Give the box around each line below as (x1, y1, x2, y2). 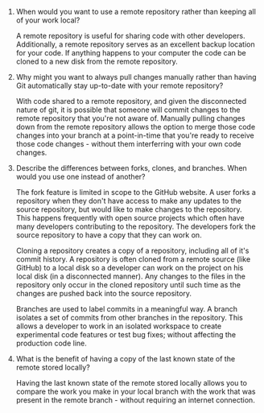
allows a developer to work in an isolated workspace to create (15, 321, 222, 331)
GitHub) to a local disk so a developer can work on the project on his (15, 263, 244, 272)
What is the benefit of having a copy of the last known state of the (15, 354, 236, 363)
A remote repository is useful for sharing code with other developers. (15, 31, 245, 40)
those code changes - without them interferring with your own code (15, 139, 241, 148)
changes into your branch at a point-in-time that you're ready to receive (15, 130, 255, 140)
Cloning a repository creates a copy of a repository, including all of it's (15, 246, 250, 255)
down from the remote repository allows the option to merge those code (15, 122, 256, 131)
